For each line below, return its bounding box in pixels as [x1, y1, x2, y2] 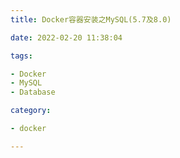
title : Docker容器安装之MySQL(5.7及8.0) [10, 14, 172, 25]
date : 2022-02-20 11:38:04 [10, 32, 123, 43]
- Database [10, 87, 56, 98]
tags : [10, 51, 33, 61]
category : [10, 106, 52, 116]
